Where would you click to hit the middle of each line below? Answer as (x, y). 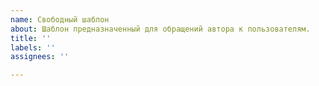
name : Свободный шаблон (60, 19)
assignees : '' (40, 57)
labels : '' (33, 47)
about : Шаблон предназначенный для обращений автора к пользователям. (160, 29)
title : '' (31, 38)
